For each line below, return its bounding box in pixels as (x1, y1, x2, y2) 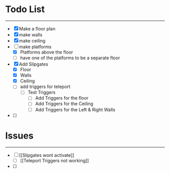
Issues (5, 130, 34, 141)
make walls (19, 31, 42, 37)
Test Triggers (27, 90, 56, 96)
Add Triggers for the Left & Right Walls (35, 106, 115, 112)
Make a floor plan (19, 25, 56, 31)
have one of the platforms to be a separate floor (20, 55, 120, 61)
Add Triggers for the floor (35, 95, 89, 101)
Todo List (5, 4, 45, 15)
